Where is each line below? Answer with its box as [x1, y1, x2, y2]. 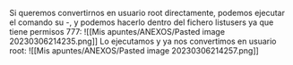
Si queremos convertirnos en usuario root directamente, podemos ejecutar [9, 8, 285, 18]
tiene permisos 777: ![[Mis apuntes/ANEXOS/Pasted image [9, 27, 226, 37]
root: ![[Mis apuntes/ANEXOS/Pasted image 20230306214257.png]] [9, 45, 260, 56]
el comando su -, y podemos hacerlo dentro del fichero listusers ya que [9, 17, 274, 28]
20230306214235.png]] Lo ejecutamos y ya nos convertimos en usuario [9, 36, 277, 46]
